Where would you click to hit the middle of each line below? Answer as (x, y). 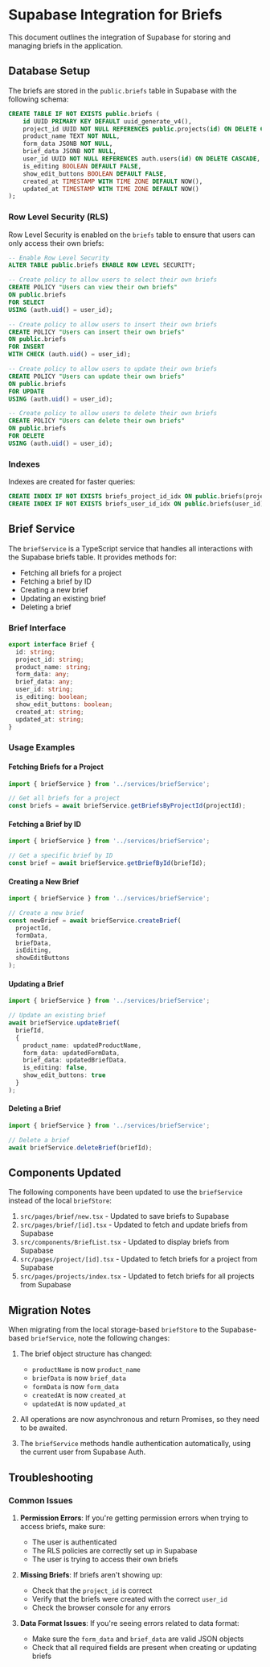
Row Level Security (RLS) (58, 217)
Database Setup (49, 71)
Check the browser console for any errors (101, 1607)
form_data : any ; (43, 675)
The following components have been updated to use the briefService (125, 1192)
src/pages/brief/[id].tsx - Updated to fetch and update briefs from (133, 1225)
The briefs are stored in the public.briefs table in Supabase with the (123, 90)
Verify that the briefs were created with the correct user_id (129, 1598)
